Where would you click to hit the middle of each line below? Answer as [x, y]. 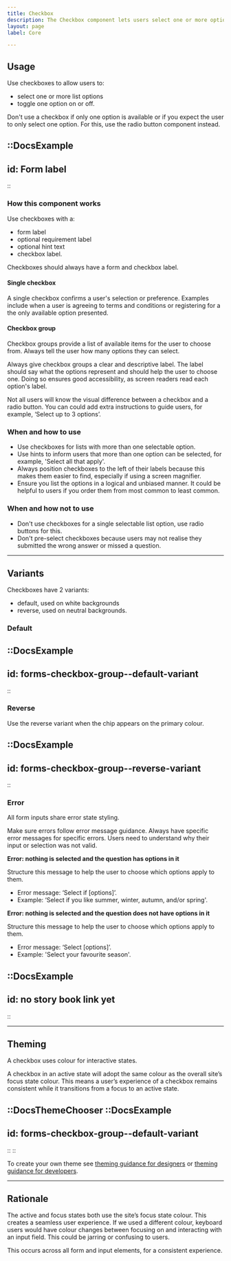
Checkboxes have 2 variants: [48, 590]
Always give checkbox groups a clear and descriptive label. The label [106, 364]
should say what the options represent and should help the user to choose [112, 371]
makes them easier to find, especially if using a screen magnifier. [109, 476]
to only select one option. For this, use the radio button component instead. [114, 124]
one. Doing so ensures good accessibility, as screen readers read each [108, 379]
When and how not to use [51, 509]
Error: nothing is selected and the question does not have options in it [109, 913]
